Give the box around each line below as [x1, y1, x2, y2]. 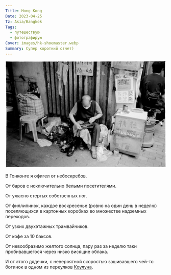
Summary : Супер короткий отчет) [5, 46, 74, 51]
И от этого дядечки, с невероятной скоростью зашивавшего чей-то [5, 259, 154, 265]
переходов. [5, 214, 31, 220]
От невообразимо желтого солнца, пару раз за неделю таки [5, 243, 137, 249]
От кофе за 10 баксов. [5, 233, 53, 240]
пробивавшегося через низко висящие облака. [5, 248, 109, 255]
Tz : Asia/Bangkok [5, 19, 42, 24]
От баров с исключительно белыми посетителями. [5, 183, 116, 189]
